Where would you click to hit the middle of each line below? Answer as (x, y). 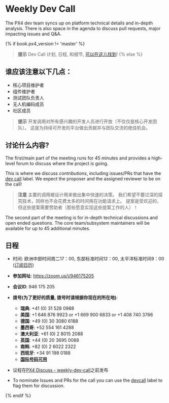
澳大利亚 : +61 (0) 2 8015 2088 (52, 334)
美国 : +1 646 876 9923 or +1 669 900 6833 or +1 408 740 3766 (87, 315)
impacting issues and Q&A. (33, 34)
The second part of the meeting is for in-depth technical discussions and (82, 218)
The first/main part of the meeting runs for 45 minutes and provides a (78, 158)
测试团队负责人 (28, 98)
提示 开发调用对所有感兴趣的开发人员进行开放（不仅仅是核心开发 (85, 121)
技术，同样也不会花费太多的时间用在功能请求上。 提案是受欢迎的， (92, 201)
